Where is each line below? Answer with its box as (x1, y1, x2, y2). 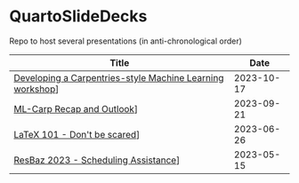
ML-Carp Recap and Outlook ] (13, 102, 138, 115)
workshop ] (13, 83, 60, 95)
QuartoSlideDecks (9, 6, 148, 27)
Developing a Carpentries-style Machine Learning (13, 71, 224, 84)
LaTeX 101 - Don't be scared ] (13, 128, 141, 140)
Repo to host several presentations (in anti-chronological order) (9, 36, 243, 46)
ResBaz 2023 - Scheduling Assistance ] (13, 154, 181, 166)
